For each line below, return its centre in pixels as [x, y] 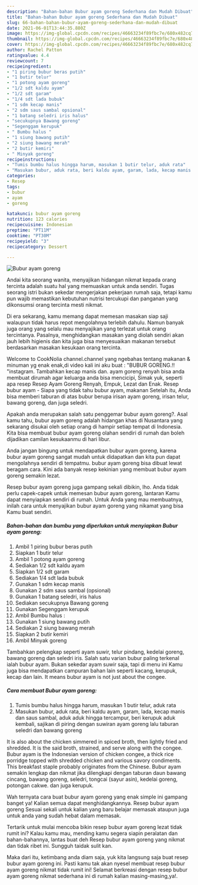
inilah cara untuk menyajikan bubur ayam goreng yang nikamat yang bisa [95, 506]
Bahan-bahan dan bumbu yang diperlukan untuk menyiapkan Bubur [92, 525]
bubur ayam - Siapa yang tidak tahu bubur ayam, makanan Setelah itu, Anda [99, 390]
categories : [21, 176]
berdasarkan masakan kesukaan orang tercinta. [64, 347]
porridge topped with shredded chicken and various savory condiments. [94, 761]
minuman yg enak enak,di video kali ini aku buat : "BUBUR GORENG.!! [91, 365]
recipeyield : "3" [28, 241]
